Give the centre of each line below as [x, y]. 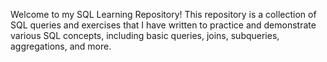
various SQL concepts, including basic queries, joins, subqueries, [145, 35]
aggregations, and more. [61, 46]
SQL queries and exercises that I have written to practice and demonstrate [163, 25]
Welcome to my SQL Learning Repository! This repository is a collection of [163, 14]
